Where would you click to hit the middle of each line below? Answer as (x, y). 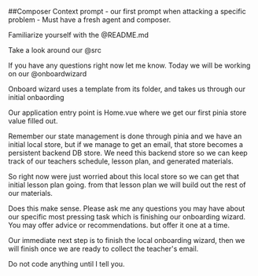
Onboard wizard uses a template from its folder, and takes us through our (127, 89)
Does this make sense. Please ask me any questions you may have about (127, 208)
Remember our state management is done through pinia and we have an (125, 136)
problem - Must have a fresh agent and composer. (90, 20)
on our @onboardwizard (48, 74)
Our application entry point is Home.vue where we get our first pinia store (127, 112)
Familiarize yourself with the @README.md (79, 35)
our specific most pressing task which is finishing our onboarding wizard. (127, 217)
